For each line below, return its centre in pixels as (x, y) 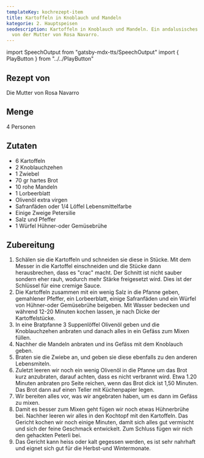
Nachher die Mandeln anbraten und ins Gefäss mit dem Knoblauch (99, 344)
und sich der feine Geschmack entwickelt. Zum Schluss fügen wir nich (104, 429)
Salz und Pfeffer (35, 219)
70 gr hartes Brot (36, 180)
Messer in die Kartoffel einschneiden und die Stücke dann (88, 266)
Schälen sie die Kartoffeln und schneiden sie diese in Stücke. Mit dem (103, 260)
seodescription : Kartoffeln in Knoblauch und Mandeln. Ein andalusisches (102, 29)
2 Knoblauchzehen (39, 167)
